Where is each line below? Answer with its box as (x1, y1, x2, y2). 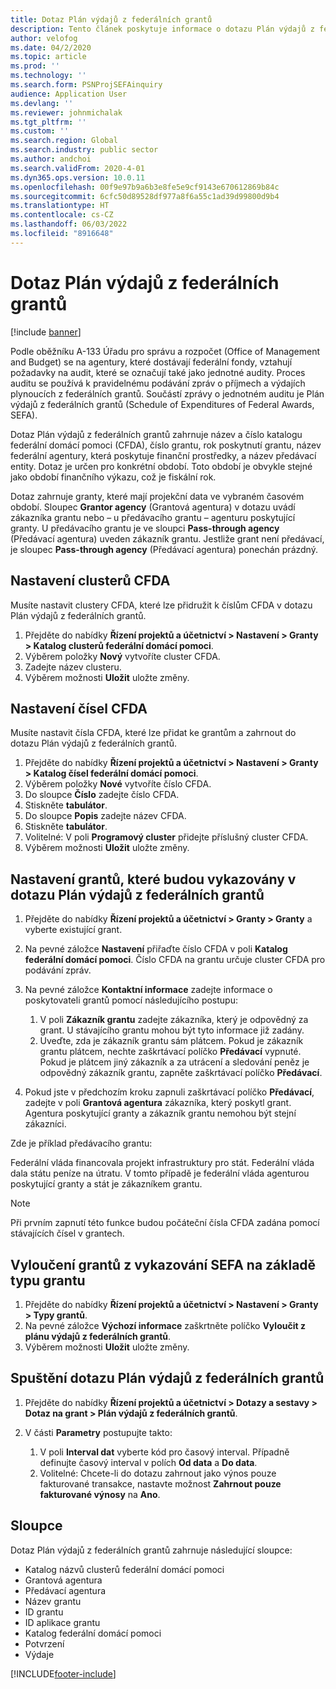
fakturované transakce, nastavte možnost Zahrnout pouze (39, 1477, 282, 1490)
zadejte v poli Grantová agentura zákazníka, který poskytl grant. (24, 1097, 292, 1109)
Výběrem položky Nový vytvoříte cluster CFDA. (24, 650, 221, 662)
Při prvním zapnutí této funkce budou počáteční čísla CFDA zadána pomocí (10, 1217, 320, 1229)
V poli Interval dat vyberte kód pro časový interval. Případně (39, 1446, 290, 1458)
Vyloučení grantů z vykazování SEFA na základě (10, 1256, 317, 1273)
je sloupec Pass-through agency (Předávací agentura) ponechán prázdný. (10, 543, 318, 555)
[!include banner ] (10, 326, 82, 338)
